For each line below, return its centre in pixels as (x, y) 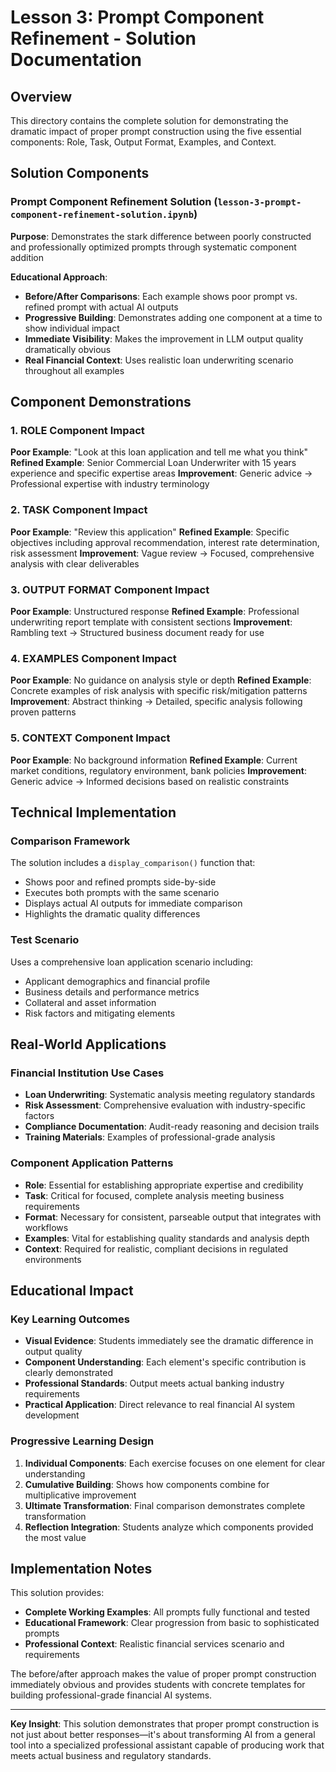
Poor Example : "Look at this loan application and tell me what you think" (159, 452)
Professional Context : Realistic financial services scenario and (154, 1644)
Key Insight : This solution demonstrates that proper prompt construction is (165, 1724)
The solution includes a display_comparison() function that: (133, 863)
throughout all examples (74, 370)
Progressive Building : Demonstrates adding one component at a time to (173, 317)
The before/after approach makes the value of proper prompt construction (163, 1674)
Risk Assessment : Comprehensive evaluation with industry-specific (165, 1105)
